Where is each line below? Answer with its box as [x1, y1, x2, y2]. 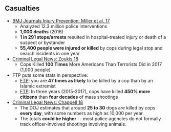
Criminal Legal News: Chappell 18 [12, 99, 83, 105]
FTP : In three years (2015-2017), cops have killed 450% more [19, 88, 151, 94]
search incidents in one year [19, 50, 80, 56]
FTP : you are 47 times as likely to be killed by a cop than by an [19, 77, 153, 83]
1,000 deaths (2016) [19, 28, 63, 35]
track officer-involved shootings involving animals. [19, 121, 126, 127]
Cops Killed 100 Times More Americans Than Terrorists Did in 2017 [19, 61, 162, 67]
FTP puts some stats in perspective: [12, 72, 88, 78]
